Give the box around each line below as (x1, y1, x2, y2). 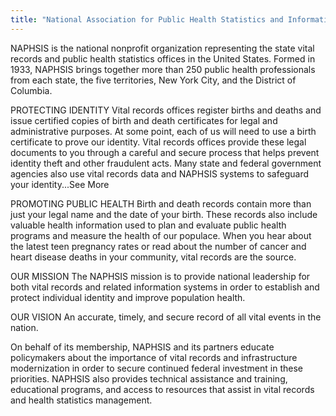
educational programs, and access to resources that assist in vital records (10, 383, 315, 395)
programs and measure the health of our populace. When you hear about (10, 229, 312, 241)
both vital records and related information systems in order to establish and (10, 281, 320, 293)
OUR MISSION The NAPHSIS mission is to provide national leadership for (10, 270, 311, 282)
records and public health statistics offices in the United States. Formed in (10, 52, 316, 65)
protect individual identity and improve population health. (10, 291, 246, 303)
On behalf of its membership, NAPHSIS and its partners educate (10, 341, 275, 353)
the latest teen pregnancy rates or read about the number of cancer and (10, 240, 307, 252)
